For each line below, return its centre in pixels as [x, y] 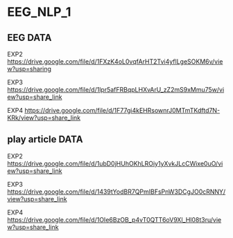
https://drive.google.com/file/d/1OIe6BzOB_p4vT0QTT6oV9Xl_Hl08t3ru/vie [114, 219]
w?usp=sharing [29, 69]
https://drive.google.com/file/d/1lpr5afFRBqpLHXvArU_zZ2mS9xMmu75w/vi [116, 90]
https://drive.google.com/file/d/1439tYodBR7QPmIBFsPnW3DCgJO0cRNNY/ [116, 192]
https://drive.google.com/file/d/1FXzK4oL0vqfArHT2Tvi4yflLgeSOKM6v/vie [115, 62]
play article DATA [45, 139]
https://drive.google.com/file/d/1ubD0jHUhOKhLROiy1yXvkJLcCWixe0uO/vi [115, 163]
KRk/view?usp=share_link [44, 118]
